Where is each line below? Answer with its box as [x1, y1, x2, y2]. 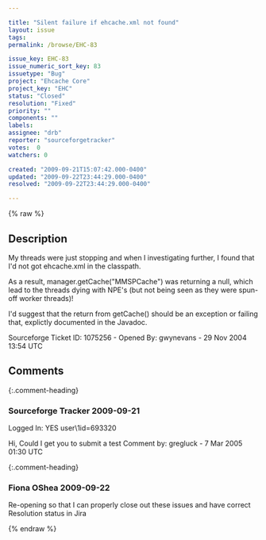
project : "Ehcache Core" [8, 77, 91, 85]
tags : [8, 33, 26, 41]
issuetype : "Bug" [8, 70, 66, 78]
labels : [8, 121, 34, 129]
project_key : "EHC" [8, 84, 73, 92]
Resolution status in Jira [8, 509, 87, 519]
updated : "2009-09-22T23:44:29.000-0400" [8, 172, 148, 181]
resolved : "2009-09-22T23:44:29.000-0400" [8, 180, 151, 188]
